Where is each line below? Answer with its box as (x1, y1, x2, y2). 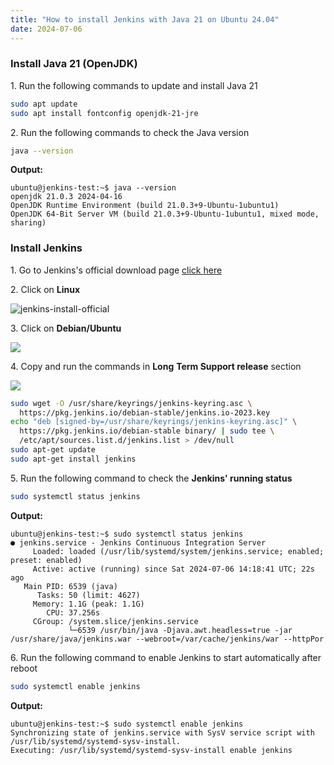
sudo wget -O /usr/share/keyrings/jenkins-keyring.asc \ (10, 398, 253, 408)
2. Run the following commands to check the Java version (10, 126, 250, 138)
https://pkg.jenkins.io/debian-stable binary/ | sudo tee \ (19, 426, 275, 436)
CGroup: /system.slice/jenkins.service (32, 616, 199, 626)
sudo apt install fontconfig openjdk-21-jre (10, 108, 199, 118)
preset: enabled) (10, 555, 83, 565)
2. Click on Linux (10, 283, 81, 295)
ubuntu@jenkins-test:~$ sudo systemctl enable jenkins (10, 719, 244, 729)
